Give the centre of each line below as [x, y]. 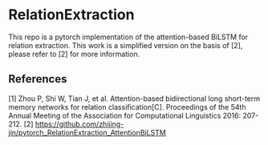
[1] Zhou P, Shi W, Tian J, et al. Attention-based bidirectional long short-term [134, 99]
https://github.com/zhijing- [79, 124]
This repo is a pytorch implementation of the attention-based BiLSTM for [128, 37]
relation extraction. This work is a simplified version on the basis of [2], [126, 45]
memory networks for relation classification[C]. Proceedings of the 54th [127, 107]
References [38, 79]
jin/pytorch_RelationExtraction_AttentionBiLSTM [87, 132]
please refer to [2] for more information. [74, 54]
